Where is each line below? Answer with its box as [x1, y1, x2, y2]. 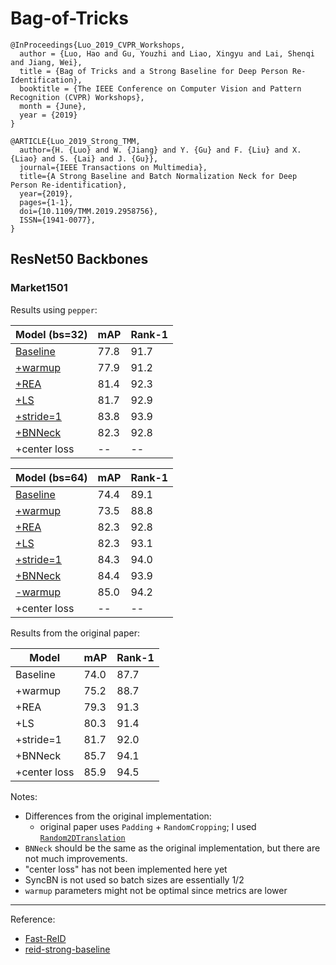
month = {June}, [19, 101, 87, 111]
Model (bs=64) [15, 470, 88, 484]
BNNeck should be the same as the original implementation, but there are [24, 842, 321, 854]
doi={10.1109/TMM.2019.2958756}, [19, 206, 159, 216]
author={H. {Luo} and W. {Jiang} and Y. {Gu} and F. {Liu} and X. [19, 145, 302, 155]
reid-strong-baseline [24, 943, 111, 955]
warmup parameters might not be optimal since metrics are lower [24, 884, 288, 896]
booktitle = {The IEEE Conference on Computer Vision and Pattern [19, 83, 302, 94]
